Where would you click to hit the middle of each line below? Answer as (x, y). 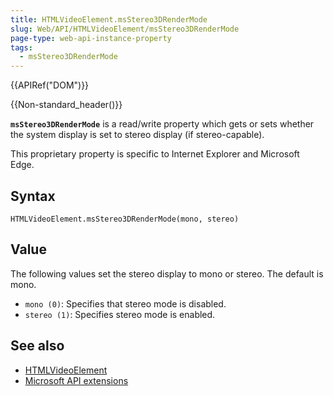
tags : (21, 47)
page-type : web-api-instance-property (91, 38)
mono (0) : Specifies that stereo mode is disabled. (125, 303)
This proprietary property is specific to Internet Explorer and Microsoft (155, 154)
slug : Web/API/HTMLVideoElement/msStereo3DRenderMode (125, 29)
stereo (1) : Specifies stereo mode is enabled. (120, 314)
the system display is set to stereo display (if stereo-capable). (137, 135)
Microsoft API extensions (76, 380)
